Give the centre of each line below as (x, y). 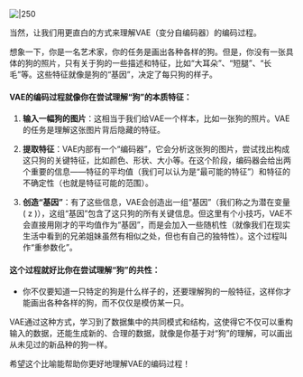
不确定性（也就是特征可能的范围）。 (87, 183)
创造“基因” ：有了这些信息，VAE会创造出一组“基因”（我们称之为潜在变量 (156, 203)
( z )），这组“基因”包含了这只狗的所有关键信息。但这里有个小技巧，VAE (153, 213)
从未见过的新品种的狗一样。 (61, 344)
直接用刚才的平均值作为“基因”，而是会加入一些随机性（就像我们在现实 (161, 225)
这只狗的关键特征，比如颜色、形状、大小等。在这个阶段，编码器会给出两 (156, 160)
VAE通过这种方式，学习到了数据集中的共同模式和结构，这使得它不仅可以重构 (151, 322)
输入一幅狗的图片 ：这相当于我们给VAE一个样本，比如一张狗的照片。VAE (156, 118)
